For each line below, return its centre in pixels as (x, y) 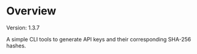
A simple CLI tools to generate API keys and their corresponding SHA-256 (99, 39)
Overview (31, 11)
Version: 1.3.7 (23, 28)
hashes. (16, 46)
